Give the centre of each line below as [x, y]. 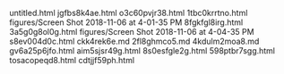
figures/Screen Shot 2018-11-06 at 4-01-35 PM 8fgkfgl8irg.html [126, 22]
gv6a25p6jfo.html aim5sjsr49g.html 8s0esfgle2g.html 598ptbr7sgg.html [142, 51]
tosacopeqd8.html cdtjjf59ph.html [72, 60]
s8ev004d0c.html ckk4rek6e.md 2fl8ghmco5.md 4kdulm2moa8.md [134, 41]
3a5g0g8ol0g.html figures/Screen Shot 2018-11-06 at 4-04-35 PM [132, 32]
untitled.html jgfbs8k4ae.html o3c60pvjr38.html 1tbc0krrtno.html [129, 13]
